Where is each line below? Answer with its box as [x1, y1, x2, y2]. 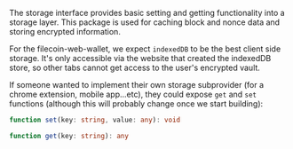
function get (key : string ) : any [9, 131, 129, 140]
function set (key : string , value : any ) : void [9, 115, 180, 124]
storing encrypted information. [9, 27, 122, 36]
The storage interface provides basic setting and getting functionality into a [9, 8, 286, 18]
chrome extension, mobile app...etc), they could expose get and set [9, 89, 257, 99]
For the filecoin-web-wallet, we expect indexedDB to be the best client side [9, 43, 281, 54]
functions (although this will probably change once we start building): [9, 98, 264, 109]
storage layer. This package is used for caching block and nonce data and [9, 17, 281, 27]
